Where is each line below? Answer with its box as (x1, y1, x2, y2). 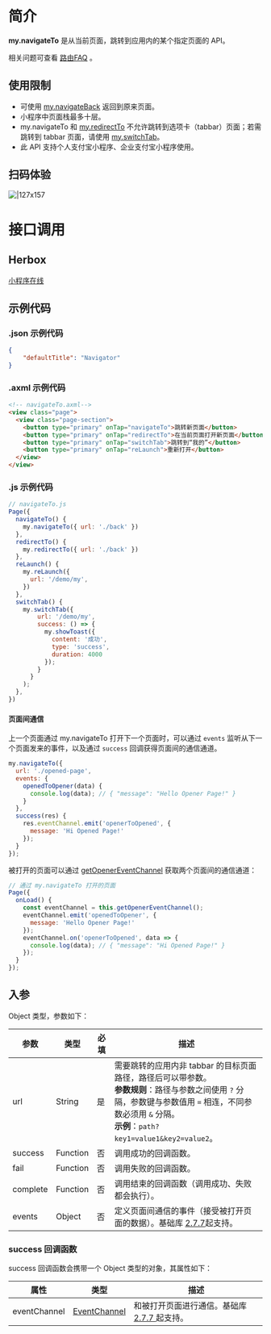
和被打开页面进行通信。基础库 (133, 1300, 248, 1311)
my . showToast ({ (44, 628, 95, 636)
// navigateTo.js (8, 500, 67, 508)
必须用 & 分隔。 (122, 1108, 180, 1119)
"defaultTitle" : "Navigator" (23, 354, 121, 362)
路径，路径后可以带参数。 (114, 1072, 212, 1083)
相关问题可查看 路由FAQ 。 (8, 52, 97, 62)
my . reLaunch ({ (23, 568, 70, 576)
